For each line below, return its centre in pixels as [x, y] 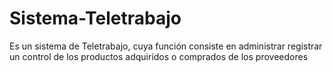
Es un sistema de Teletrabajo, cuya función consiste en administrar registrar [166, 46]
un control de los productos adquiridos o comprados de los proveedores [159, 56]
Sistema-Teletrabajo [95, 18]
